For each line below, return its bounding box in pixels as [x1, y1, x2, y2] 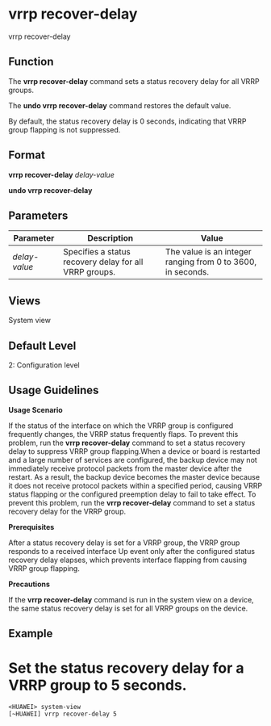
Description [87, 233, 134, 244]
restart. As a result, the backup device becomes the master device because [8, 472, 261, 481]
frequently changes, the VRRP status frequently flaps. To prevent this [8, 429, 239, 439]
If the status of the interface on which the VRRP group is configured [8, 421, 234, 430]
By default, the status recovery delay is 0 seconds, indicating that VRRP [8, 116, 247, 126]
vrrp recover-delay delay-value [8, 170, 115, 179]
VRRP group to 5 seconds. [8, 676, 187, 695]
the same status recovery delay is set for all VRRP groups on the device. [8, 603, 248, 613]
